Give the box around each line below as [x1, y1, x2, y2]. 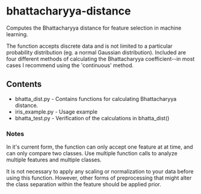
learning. [6, 30, 28, 37]
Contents [6, 79, 42, 89]
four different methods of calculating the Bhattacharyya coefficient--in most [6, 55, 195, 62]
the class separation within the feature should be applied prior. [6, 181, 161, 188]
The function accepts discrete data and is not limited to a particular [6, 42, 173, 50]
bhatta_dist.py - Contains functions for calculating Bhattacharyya [14, 95, 177, 102]
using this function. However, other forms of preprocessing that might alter [6, 174, 192, 182]
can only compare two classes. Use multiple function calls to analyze [6, 150, 178, 157]
